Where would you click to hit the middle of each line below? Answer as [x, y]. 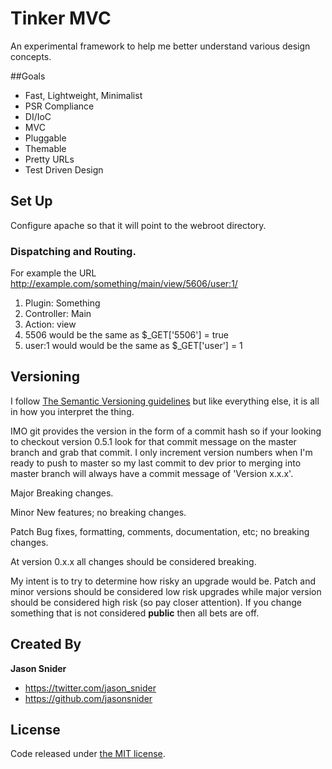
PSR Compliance [59, 106]
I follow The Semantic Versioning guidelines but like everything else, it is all [165, 401]
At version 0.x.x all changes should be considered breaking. [133, 561]
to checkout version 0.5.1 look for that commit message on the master [153, 441]
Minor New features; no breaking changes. [98, 512]
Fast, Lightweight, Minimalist [83, 95]
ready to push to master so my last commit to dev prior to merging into [156, 463]
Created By [46, 644]
